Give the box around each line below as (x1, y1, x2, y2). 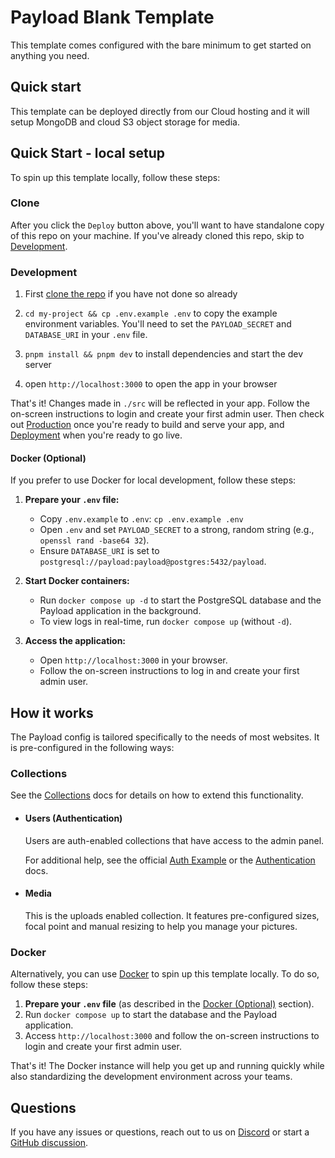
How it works (10, 704, 94, 721)
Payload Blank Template (10, 6, 215, 29)
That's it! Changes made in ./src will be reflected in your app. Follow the (10, 397, 310, 410)
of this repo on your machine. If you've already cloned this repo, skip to (10, 229, 305, 241)
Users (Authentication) (24, 812, 123, 825)
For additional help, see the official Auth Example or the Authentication (24, 854, 316, 866)
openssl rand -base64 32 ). (39, 534, 150, 546)
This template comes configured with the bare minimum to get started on (10, 39, 312, 51)
